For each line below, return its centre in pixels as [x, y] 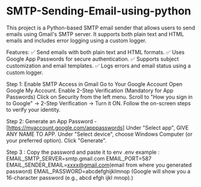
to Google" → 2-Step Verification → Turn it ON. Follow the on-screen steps [98, 103]
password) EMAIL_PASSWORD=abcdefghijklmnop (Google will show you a [98, 171]
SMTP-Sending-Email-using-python [99, 11]
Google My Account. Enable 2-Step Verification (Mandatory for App [90, 90]
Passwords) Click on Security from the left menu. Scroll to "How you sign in [100, 97]
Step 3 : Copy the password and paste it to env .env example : [83, 152]
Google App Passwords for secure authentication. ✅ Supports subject [92, 59]
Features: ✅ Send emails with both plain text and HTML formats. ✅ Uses [95, 52]
